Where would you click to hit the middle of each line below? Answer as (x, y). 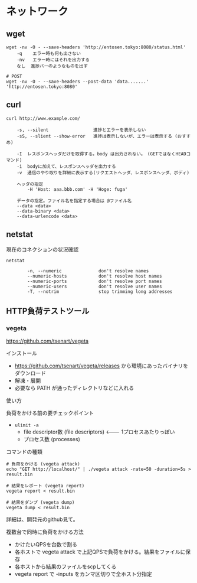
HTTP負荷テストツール (48, 311)
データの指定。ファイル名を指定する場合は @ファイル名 (74, 201)
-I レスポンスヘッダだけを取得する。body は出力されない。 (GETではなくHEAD (102, 154)
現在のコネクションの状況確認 (42, 249)
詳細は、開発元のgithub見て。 (42, 519)
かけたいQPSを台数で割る (46, 545)
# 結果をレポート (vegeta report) (45, 486)
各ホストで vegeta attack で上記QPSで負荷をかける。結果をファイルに (100, 552)
